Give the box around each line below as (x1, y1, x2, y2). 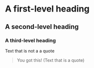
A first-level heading (5, 3, 90, 14)
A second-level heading (5, 23, 79, 31)
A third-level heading (5, 37, 56, 44)
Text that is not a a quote (5, 48, 55, 54)
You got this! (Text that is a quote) (16, 57, 85, 63)
